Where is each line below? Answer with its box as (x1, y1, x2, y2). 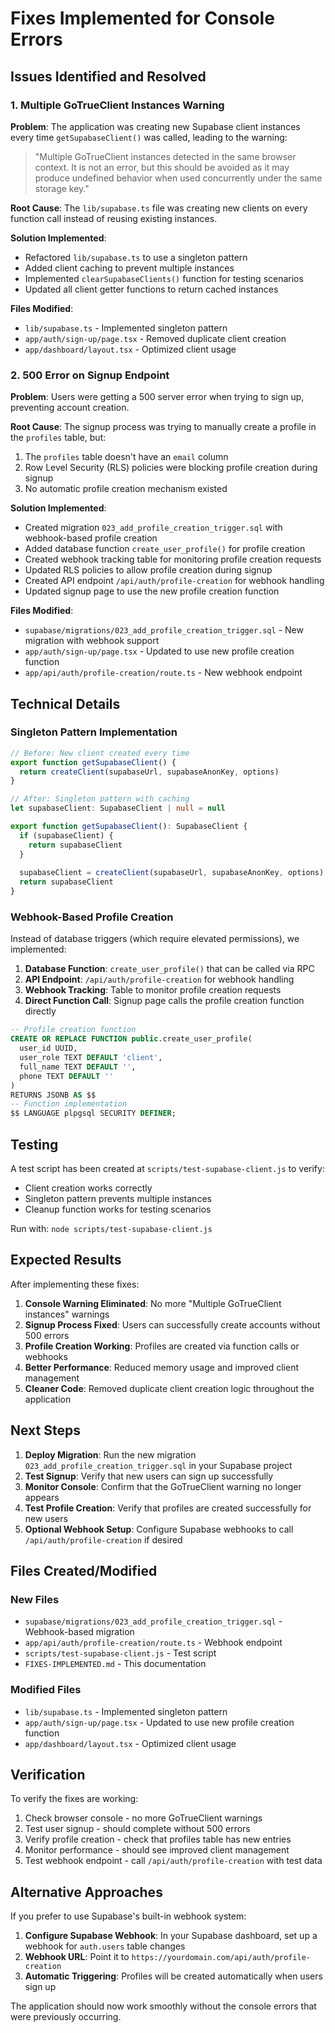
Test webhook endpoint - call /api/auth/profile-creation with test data (24, 1855, 323, 1867)
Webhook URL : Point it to (24, 1951, 130, 1963)
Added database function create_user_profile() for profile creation (24, 543, 306, 555)
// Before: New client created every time (10, 748, 190, 758)
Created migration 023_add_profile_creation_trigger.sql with (24, 522, 283, 534)
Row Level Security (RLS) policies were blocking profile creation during (24, 462, 318, 474)
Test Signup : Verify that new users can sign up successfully (24, 1470, 274, 1482)
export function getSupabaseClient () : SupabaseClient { (10, 822, 248, 832)
